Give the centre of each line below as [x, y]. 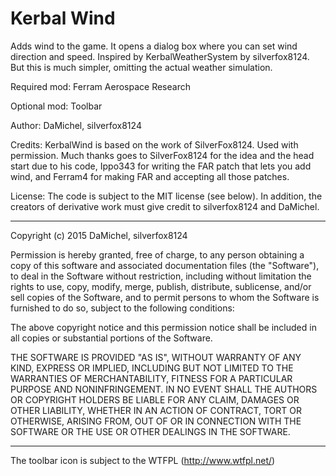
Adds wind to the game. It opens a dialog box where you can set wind [154, 46]
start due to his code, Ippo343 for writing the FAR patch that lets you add [161, 166]
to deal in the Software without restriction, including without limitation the [161, 276]
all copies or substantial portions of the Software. [111, 338]
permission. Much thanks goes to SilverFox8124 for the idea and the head [162, 155]
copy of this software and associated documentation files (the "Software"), [165, 265]
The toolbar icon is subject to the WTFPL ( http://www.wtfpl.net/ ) [143, 460]
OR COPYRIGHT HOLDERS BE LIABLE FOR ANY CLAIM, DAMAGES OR [155, 399]
